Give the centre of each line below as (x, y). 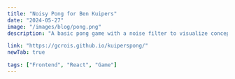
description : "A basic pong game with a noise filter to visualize (108, 33)
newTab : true (26, 52)
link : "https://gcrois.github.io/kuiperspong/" (78, 46)
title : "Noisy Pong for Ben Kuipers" (62, 14)
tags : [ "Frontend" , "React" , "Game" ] (62, 65)
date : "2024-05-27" (36, 20)
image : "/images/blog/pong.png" (54, 27)
